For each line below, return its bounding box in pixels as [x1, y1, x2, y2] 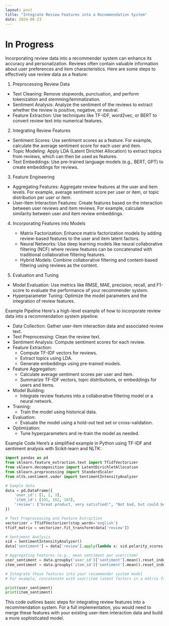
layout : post [5, 7, 33, 13]
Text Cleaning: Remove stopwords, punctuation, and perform [12, 91, 139, 97]
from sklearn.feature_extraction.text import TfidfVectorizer [5, 460, 138, 465]
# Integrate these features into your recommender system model [5, 571, 143, 576]
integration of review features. [12, 298, 75, 304]
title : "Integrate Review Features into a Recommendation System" [5, 12, 147, 17]
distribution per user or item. [12, 195, 72, 201]
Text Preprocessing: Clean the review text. [12, 334, 101, 340]
